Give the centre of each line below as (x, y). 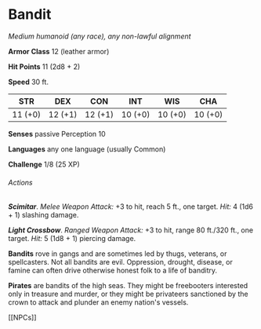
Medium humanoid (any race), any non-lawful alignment (100, 36)
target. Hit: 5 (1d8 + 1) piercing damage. (72, 239)
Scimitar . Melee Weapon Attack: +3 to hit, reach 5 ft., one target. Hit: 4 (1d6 (130, 207)
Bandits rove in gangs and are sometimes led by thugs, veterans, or (118, 254)
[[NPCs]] (22, 318)
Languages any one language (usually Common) (87, 149)
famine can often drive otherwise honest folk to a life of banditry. (113, 271)
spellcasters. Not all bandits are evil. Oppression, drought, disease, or (120, 262)
